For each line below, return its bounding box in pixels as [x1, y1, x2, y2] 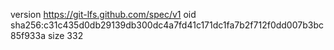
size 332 [47, 30, 84, 41]
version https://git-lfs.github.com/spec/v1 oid [10, 9, 197, 20]
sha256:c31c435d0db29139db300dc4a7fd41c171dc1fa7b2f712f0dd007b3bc [10, 19, 324, 31]
